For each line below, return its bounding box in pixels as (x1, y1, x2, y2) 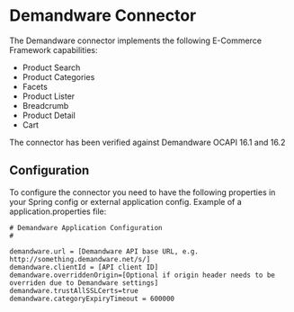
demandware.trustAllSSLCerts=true (9, 286, 139, 295)
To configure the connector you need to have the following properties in (9, 186, 276, 198)
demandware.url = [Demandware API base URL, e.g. (9, 246, 200, 256)
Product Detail (22, 110, 76, 120)
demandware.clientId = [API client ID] (9, 263, 159, 272)
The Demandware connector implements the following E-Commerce (9, 35, 263, 46)
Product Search (22, 62, 81, 73)
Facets (22, 81, 48, 92)
